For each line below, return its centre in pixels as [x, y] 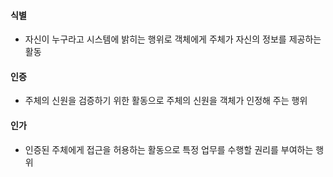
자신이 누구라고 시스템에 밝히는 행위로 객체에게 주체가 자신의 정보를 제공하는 [173, 39]
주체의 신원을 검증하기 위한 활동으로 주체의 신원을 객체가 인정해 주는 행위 [166, 101]
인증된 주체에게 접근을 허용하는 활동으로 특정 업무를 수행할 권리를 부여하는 [169, 149]
